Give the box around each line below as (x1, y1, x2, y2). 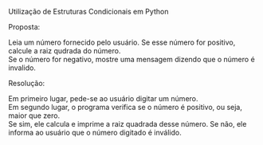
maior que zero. (8, 111, 61, 120)
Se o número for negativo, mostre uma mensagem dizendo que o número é (8, 55, 255, 64)
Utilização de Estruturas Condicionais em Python (8, 7, 169, 16)
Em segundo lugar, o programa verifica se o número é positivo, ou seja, (8, 103, 243, 112)
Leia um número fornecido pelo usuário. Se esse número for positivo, (8, 37, 236, 47)
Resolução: (8, 79, 45, 88)
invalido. (8, 63, 36, 72)
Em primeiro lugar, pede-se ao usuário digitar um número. (8, 94, 198, 103)
